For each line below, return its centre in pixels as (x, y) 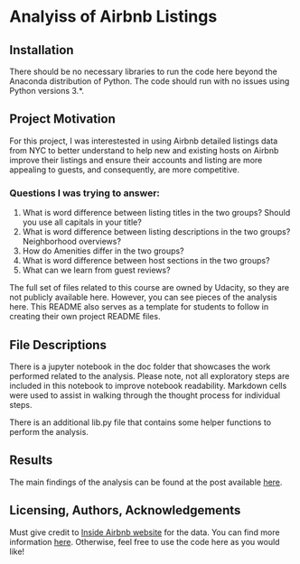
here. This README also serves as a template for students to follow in (139, 307)
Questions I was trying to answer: (85, 193)
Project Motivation (62, 119)
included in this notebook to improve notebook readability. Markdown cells (148, 385)
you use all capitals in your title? (82, 222)
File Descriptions (58, 345)
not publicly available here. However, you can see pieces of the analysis (143, 297)
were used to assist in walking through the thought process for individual (145, 395)
